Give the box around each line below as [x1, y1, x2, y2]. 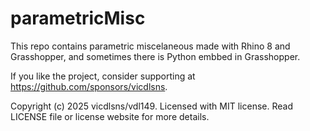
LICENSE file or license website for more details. [10, 110, 210, 122]
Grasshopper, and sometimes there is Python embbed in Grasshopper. [10, 50, 301, 62]
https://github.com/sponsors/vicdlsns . [10, 80, 168, 92]
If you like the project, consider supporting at [10, 70, 196, 82]
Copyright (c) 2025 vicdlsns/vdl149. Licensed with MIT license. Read [10, 100, 293, 112]
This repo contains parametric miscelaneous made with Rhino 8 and [10, 40, 291, 52]
